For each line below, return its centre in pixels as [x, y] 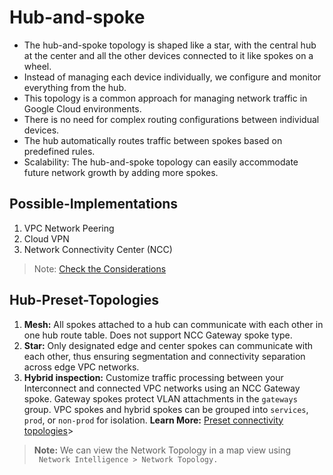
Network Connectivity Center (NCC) [98, 249]
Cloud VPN [46, 238]
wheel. [37, 66]
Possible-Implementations [94, 204]
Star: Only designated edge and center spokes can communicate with [168, 345]
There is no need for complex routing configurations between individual [171, 119]
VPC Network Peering [69, 228]
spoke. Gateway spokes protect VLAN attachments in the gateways [160, 398]
